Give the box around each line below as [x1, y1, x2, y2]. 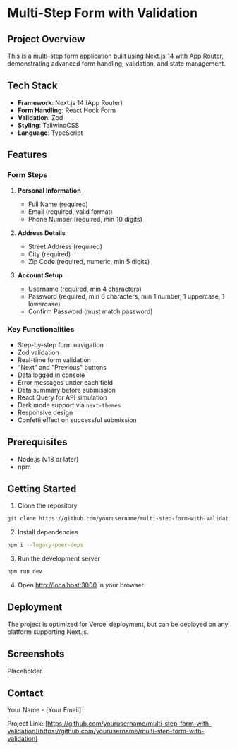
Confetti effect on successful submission [17, 415, 138, 424]
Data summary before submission [17, 385, 116, 394]
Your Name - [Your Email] [7, 706, 82, 714]
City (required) [28, 249, 71, 258]
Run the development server [17, 554, 101, 563]
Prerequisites [7, 436, 68, 448]
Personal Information [17, 186, 81, 195]
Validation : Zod [17, 113, 63, 121]
